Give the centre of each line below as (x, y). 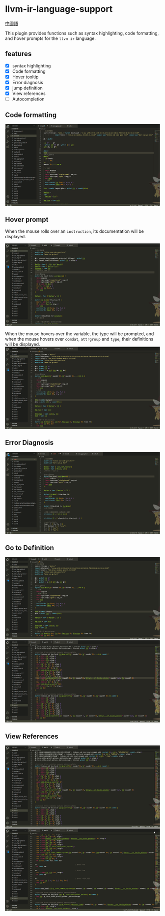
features (18, 54)
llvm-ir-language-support (59, 9)
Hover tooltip (25, 77)
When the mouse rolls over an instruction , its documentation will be (74, 231)
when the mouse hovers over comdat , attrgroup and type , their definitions (79, 339)
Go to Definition (29, 548)
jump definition (27, 88)
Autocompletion (28, 99)
